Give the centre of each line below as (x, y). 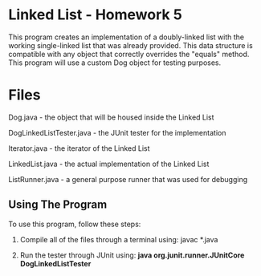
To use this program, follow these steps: (75, 224)
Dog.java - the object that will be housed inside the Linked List (111, 117)
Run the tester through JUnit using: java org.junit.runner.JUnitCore (132, 255)
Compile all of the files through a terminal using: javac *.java (119, 239)
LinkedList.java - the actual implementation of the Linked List (109, 164)
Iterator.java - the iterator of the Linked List (79, 148)
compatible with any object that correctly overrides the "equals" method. (129, 54)
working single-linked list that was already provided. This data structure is (130, 45)
